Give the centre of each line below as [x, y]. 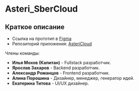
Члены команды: [22, 53]
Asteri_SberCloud [41, 9]
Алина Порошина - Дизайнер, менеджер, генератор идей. [73, 78]
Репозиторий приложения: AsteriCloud [52, 44]
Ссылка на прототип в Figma [42, 38]
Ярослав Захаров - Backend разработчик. [56, 68]
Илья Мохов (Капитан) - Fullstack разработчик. [62, 63]
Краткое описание [35, 27]
